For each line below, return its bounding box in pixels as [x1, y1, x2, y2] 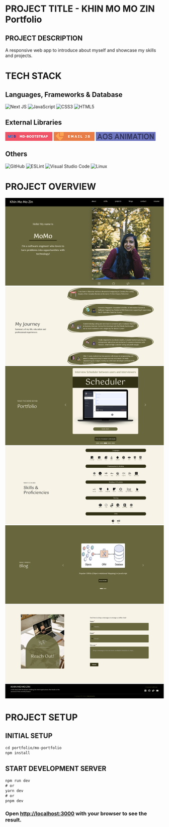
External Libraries [5, 118, 62, 127]
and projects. [5, 52, 33, 59]
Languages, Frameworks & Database [5, 90, 123, 99]
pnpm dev [5, 798, 24, 804]
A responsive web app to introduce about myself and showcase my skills [5, 47, 156, 53]
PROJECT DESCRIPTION [5, 34, 83, 42]
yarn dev [5, 788, 24, 794]
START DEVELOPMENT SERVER [5, 764, 107, 773]
